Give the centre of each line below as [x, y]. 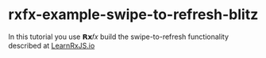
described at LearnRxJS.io [52, 45]
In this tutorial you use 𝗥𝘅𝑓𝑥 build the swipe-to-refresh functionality [118, 37]
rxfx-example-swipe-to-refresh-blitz [133, 15]
